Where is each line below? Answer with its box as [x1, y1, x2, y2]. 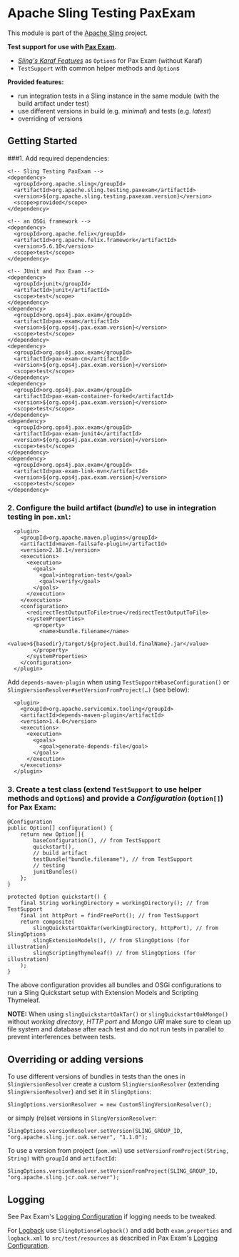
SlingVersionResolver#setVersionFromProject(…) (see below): [7, 685, 190, 694]
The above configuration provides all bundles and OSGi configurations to [7, 981, 222, 989]
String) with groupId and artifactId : [7, 1154, 117, 1163]
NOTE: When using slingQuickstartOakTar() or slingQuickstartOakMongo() [7, 1010, 228, 1019]
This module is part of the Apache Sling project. [7, 29, 148, 37]
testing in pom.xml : [7, 512, 71, 522]
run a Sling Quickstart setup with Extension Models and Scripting [7, 989, 198, 997]
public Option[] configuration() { [7, 824, 113, 832]
